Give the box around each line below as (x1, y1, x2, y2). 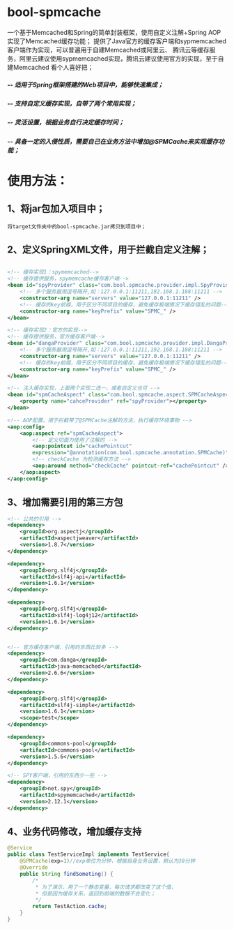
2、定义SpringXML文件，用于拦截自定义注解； (7, 244, 210, 255)
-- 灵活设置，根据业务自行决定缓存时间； (7, 118, 125, 126)
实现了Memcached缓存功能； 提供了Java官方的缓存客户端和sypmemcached (7, 36, 226, 45)
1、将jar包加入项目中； (7, 203, 106, 215)
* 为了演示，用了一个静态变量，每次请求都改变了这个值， (35, 884, 176, 891)
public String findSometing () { (19, 870, 114, 877)
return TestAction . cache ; (32, 903, 108, 910)
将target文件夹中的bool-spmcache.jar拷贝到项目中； (7, 223, 147, 230)
